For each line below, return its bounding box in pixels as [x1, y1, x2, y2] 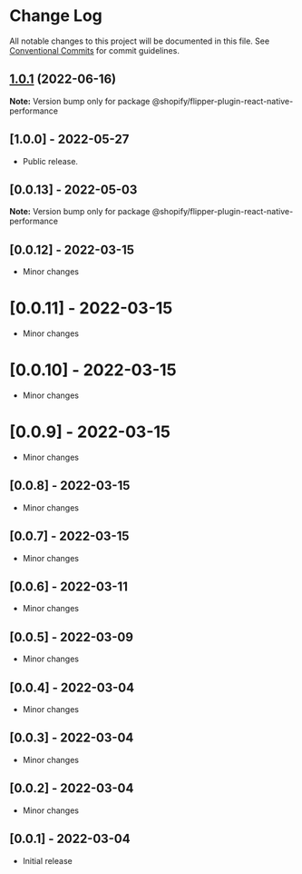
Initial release [22, 855, 73, 866]
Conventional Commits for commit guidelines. [9, 45, 180, 55]
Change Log [9, 5, 102, 26]
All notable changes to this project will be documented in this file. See [9, 35, 270, 46]
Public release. [22, 155, 79, 166]
